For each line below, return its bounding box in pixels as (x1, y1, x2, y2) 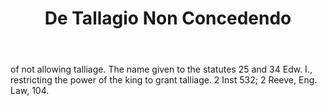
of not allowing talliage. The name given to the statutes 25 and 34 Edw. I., (10, 63, 313, 76)
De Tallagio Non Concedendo (44, 7, 292, 30)
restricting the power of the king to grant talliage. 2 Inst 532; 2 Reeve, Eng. (10, 74, 318, 86)
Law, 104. (10, 85, 50, 97)
